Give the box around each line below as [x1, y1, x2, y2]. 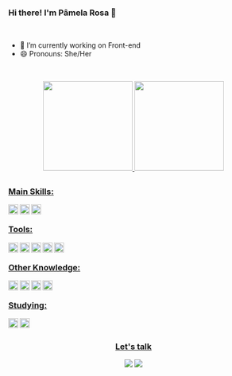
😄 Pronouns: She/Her [19, 49, 92, 59]
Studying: [8, 300, 48, 311]
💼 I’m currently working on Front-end [19, 41, 141, 50]
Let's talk [114, 341, 153, 352]
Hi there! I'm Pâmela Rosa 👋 [8, 7, 117, 18]
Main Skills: [8, 186, 54, 197]
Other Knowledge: [8, 262, 81, 273]
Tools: [8, 224, 33, 235]
